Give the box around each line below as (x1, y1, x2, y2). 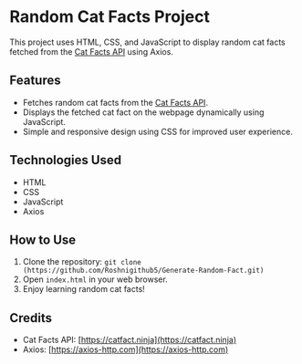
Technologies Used (9, 152, 121, 168)
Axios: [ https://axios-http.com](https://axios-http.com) (22, 344, 229, 355)
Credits (9, 310, 53, 326)
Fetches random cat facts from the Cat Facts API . (22, 97, 208, 108)
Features (9, 73, 61, 88)
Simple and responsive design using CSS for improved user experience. (22, 126, 294, 137)
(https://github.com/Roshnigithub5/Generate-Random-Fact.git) (22, 266, 265, 276)
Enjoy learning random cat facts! (22, 284, 146, 295)
